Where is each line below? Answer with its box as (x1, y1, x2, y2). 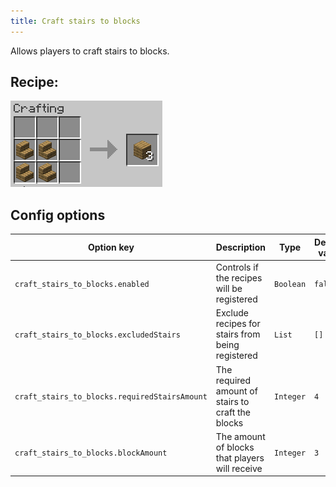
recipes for (215, 318, 261, 330)
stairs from (215, 328, 261, 340)
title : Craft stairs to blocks (10, 16, 141, 26)
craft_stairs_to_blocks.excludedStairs (14, 330, 181, 340)
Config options (10, 206, 106, 224)
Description (215, 241, 266, 254)
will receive (215, 462, 263, 474)
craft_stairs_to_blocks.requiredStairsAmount (14, 392, 208, 402)
